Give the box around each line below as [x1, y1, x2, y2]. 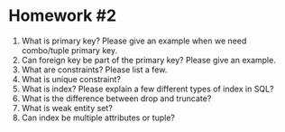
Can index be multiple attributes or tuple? [21, 112, 175, 123]
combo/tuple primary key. [21, 44, 118, 55]
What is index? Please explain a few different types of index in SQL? [21, 83, 274, 94]
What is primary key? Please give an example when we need [21, 35, 247, 46]
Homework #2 [8, 5, 117, 26]
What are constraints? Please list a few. [21, 64, 168, 75]
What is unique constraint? [21, 73, 122, 84]
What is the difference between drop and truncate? [21, 92, 212, 104]
